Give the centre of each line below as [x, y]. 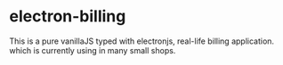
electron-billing [68, 16]
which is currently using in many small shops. [93, 50]
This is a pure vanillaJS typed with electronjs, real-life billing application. [141, 41]
